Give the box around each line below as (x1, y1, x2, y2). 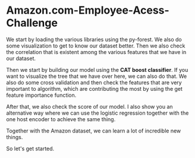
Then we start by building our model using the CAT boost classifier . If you (6, 66, 188, 73)
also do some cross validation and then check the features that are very (6, 78, 183, 86)
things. (6, 133, 23, 140)
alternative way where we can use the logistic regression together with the (6, 109, 189, 116)
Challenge (6, 16, 58, 30)
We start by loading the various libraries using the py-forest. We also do (6, 36, 183, 43)
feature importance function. (6, 91, 77, 99)
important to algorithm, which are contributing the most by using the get (6, 85, 183, 92)
